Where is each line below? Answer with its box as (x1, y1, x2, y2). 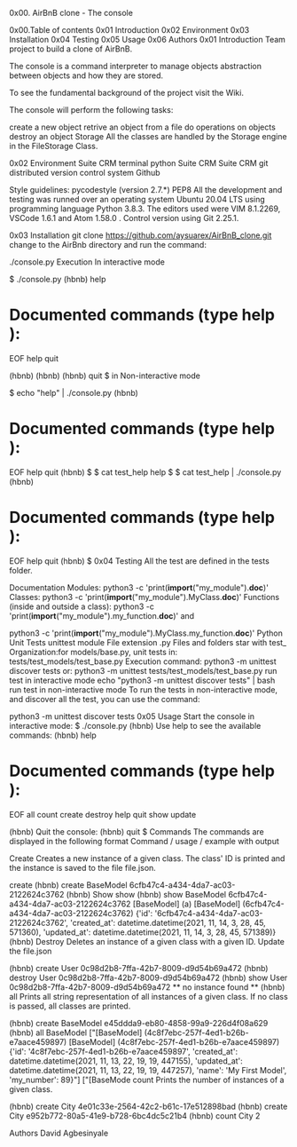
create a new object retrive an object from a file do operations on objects (9, 122, 277, 132)
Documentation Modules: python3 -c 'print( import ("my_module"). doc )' (9, 581, 269, 593)
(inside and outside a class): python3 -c (9, 601, 155, 612)
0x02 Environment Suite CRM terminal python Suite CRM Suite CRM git (9, 158, 269, 168)
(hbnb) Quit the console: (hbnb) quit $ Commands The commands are (9, 826, 264, 837)
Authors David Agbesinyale (9, 1127, 109, 1138)
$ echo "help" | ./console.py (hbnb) (9, 387, 139, 398)
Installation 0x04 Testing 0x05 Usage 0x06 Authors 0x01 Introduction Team (9, 35, 286, 44)
